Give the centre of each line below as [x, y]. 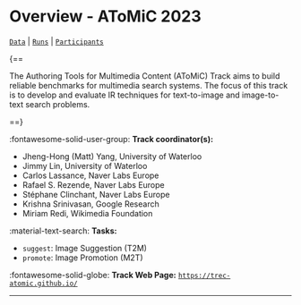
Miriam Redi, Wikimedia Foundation [87, 213]
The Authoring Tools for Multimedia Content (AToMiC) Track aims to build [145, 76]
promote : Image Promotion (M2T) [82, 258]
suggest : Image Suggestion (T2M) [85, 248]
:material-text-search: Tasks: [63, 231]
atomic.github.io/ [43, 284]
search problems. [58, 104]
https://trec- [204, 275]
